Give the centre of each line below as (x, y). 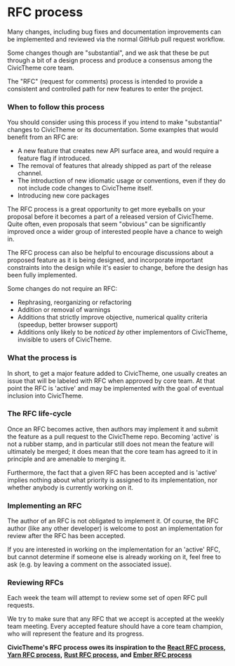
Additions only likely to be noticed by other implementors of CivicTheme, (122, 332)
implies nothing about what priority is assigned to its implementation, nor (112, 480)
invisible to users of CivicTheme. (65, 340)
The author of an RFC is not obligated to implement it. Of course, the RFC (113, 521)
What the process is (42, 358)
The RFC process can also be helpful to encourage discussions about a (110, 253)
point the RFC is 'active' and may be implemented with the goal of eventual (116, 388)
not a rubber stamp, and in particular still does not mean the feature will (110, 444)
